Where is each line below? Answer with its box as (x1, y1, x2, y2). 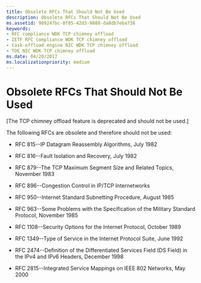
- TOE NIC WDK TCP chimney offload (6, 48, 95, 54)
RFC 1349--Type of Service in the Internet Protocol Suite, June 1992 (14, 235, 184, 242)
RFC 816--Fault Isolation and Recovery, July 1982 (14, 153, 137, 160)
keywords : (6, 25, 31, 32)
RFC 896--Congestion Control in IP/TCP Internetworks (14, 182, 150, 189)
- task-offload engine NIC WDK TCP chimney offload (6, 43, 138, 49)
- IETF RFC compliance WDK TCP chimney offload (6, 37, 128, 43)
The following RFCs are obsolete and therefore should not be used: (6, 129, 172, 136)
